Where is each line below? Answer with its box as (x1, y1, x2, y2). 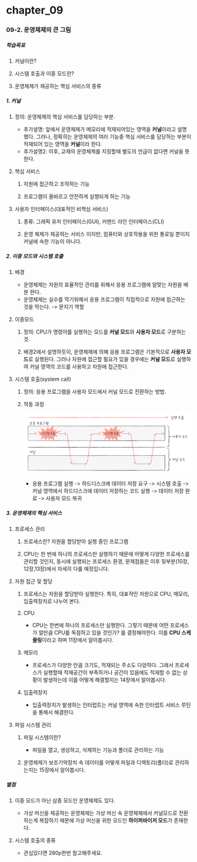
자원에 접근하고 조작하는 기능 (23, 181, 90, 188)
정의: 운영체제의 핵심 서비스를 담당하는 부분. (14, 113, 116, 120)
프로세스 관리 (14, 525, 45, 533)
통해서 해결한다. (38, 709, 75, 716)
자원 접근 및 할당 (14, 578, 53, 585)
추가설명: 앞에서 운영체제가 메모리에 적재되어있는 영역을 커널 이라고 (23, 126, 176, 133)
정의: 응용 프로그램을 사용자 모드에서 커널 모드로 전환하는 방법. (23, 388, 166, 396)
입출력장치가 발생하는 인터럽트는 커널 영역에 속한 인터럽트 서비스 (32, 701, 181, 708)
